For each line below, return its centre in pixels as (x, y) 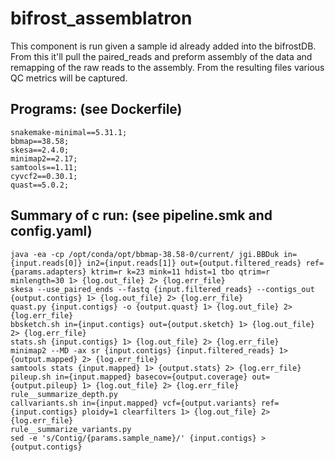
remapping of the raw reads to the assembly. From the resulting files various (167, 67)
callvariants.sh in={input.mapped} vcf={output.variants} (133, 403)
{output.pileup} (44, 385)
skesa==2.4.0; (40, 150)
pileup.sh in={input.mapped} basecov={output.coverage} (129, 377)
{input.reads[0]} (46, 263)
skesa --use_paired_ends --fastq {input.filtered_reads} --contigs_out (162, 289)
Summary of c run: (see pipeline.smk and (141, 215)
